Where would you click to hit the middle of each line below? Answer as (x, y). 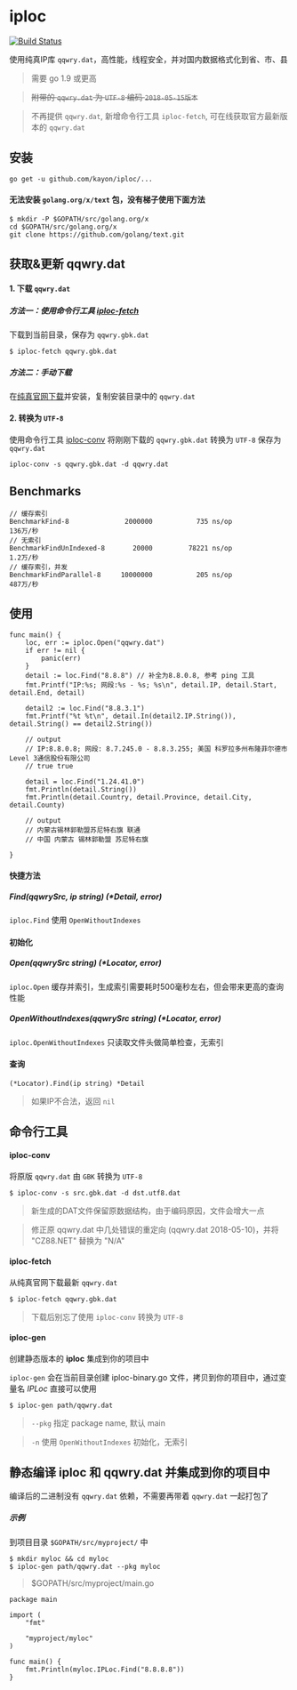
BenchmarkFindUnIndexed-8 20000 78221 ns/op (121, 548)
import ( (25, 1615)
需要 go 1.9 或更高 (64, 78)
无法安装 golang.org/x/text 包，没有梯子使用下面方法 (108, 200)
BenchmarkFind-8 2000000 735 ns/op (121, 521)
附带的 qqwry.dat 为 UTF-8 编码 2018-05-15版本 (114, 97)
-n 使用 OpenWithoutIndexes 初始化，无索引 (109, 1442)
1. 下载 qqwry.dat (40, 288)
